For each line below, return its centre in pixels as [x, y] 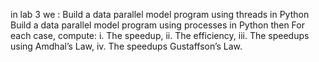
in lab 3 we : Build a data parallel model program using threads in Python [160, 14]
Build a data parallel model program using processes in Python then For [157, 25]
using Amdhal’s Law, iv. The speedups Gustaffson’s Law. [126, 46]
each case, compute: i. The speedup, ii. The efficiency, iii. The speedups [160, 35]
